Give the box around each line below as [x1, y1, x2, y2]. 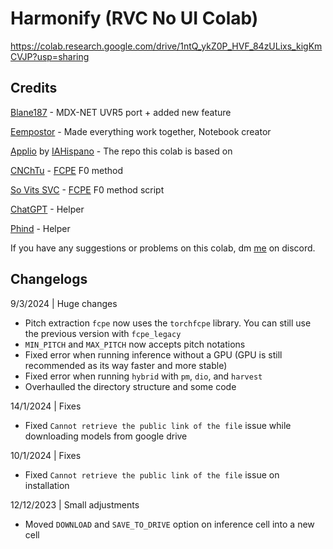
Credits [10, 80, 58, 97]
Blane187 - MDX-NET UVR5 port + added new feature [10, 106, 232, 118]
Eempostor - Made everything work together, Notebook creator [10, 125, 272, 137]
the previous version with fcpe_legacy [24, 327, 182, 339]
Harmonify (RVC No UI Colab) [10, 7, 259, 30]
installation [24, 479, 70, 491]
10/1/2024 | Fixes [10, 449, 82, 461]
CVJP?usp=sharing [10, 50, 90, 62]
